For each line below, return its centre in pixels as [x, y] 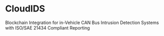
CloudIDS [25, 9]
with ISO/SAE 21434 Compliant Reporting [47, 27]
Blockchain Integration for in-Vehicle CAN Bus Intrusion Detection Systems [82, 22]
